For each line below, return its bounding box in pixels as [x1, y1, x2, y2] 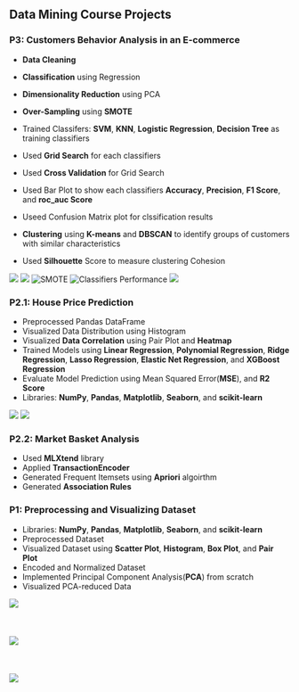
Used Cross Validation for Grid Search [21, 167, 165, 177]
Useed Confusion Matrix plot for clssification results [21, 211, 214, 222]
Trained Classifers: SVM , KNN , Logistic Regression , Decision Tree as [21, 123, 280, 134]
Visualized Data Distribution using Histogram [21, 325, 187, 336]
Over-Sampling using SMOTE [21, 106, 133, 117]
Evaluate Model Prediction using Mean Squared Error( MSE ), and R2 [21, 373, 271, 383]
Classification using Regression [21, 71, 141, 82]
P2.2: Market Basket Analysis [9, 432, 140, 445]
